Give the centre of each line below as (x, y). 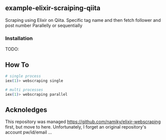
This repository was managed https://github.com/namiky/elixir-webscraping (83, 122)
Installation (19, 38)
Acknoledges (26, 109)
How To (17, 65)
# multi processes (24, 90)
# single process (23, 76)
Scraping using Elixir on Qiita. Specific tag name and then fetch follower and (83, 20)
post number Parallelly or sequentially (44, 25)
